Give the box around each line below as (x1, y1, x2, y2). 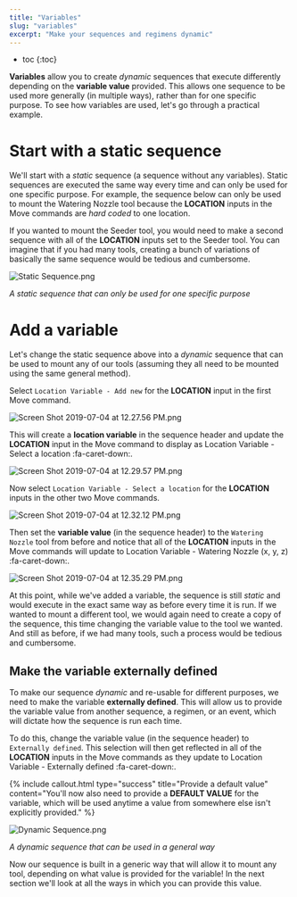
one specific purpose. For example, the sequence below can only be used (9, 189, 282, 200)
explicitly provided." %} (9, 807, 95, 818)
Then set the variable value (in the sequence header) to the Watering (9, 527, 264, 538)
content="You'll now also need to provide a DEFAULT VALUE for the (9, 788, 260, 799)
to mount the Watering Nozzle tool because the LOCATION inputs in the (9, 198, 273, 210)
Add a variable (9, 320, 119, 340)
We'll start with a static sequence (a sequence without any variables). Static (9, 170, 288, 181)
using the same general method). (9, 368, 131, 379)
